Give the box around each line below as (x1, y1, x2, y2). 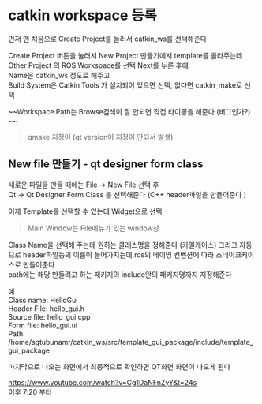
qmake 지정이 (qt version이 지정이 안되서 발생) (27, 132, 174, 141)
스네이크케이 (215, 249, 255, 260)
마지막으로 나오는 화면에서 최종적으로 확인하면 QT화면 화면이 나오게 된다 (8, 361, 231, 371)
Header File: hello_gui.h (8, 304, 85, 313)
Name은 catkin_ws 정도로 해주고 (8, 70, 110, 80)
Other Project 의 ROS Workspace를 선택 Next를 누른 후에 (8, 60, 189, 70)
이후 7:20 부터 (8, 387, 53, 396)
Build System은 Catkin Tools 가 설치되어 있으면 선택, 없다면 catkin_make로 (8, 80, 243, 90)
